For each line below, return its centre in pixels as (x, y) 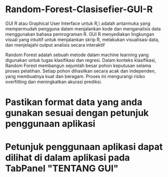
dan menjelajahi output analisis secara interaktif (55, 45)
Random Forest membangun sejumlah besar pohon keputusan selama (78, 65)
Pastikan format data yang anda (74, 102)
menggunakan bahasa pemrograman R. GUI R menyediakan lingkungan (80, 34)
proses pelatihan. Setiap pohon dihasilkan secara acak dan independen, (80, 71)
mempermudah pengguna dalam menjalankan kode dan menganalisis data (83, 28)
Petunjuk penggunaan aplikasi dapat (84, 147)
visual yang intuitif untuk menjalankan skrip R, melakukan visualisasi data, (82, 40)
